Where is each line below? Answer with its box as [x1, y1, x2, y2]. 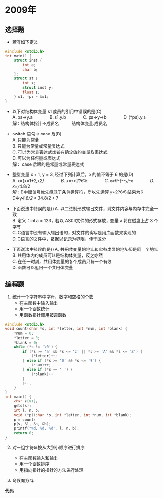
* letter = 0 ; [14, 335, 40, 340]
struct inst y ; [22, 85, 54, 90]
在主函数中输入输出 [19, 300, 58, 306]
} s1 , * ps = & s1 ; [14, 94, 49, 99]
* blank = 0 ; [14, 340, 38, 345]
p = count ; [14, 417, 36, 422]
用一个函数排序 [19, 461, 50, 467]
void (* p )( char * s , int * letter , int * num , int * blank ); [14, 412, 132, 417]
